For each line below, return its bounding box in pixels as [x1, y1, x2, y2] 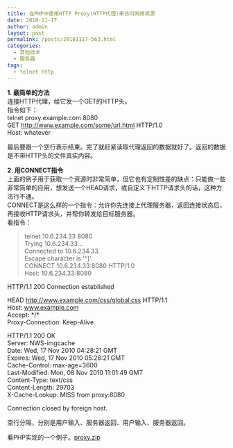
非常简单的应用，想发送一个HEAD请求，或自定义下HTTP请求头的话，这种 [7, 183, 217, 192]
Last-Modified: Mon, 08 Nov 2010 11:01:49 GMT [7, 368, 144, 376]
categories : [7, 42, 42, 49]
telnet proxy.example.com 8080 [7, 113, 98, 122]
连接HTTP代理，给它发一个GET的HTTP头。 [7, 97, 131, 105]
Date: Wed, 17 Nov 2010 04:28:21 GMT [7, 346, 118, 354]
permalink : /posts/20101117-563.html [7, 36, 116, 43]
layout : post [7, 29, 45, 37]
